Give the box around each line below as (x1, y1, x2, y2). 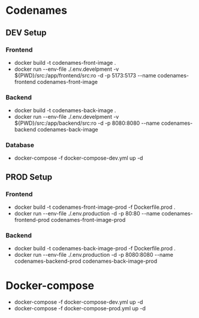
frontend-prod (14, 217, 50, 224)
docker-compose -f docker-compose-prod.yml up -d (14, 305, 146, 312)
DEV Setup (5, 28, 47, 38)
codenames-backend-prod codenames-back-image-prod (14, 257, 158, 265)
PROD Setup (5, 172, 52, 182)
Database (5, 141, 34, 149)
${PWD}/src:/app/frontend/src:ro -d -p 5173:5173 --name (14, 71, 156, 79)
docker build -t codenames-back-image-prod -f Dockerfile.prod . (14, 245, 176, 252)
